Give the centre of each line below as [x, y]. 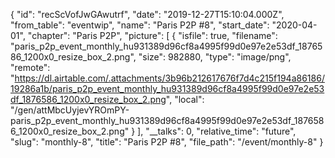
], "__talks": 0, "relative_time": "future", [217, 131]
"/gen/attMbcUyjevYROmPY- [70, 110]
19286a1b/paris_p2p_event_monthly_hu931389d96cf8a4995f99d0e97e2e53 [167, 88]
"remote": [30, 67]
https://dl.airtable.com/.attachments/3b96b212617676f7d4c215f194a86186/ [169, 78]
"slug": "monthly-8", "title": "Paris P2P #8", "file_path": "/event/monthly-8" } [167, 142]
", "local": [185, 99]
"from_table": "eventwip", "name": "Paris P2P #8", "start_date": [140, 25]
